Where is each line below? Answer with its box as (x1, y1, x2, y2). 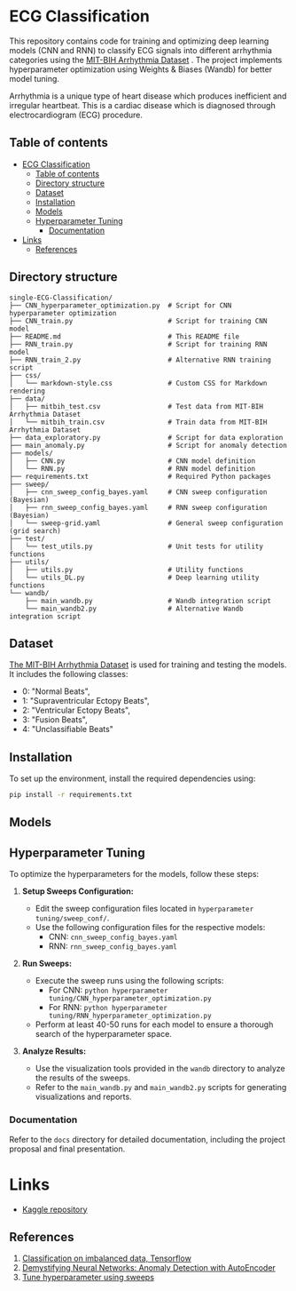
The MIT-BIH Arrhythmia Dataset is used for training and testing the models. (9, 659, 287, 670)
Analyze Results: (21, 1046, 87, 1056)
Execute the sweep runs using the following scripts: (35, 976, 224, 986)
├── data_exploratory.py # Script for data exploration (9, 433, 284, 442)
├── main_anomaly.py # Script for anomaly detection (9, 441, 288, 450)
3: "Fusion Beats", (21, 714, 88, 725)
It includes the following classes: (9, 669, 129, 680)
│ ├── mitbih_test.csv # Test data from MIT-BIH (9, 402, 264, 410)
